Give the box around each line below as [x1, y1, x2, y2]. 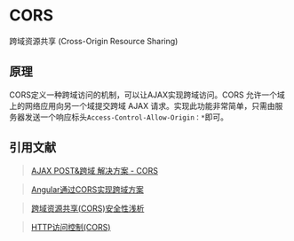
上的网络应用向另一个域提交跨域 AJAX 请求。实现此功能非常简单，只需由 [9, 100, 275, 111]
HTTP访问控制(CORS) [30, 222, 111, 232]
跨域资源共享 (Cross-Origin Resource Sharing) [9, 35, 179, 46]
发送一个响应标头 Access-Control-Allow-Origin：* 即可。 [24, 112, 229, 122]
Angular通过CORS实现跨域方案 [30, 183, 145, 195]
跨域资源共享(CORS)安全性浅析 [30, 203, 145, 214]
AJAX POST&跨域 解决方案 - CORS [30, 165, 158, 175]
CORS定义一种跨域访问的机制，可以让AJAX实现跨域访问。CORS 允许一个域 [9, 89, 286, 100]
